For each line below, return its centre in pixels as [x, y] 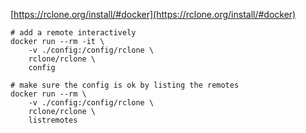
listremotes [53, 120]
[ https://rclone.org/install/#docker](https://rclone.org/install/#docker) [153, 14]
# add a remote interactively [73, 33]
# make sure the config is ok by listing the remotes [125, 85]
